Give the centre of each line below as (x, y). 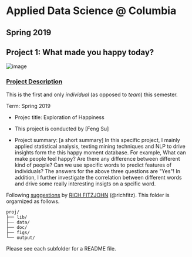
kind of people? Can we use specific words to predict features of (93, 165)
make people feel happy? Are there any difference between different (97, 158)
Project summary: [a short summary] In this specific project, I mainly (97, 140)
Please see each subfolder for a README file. (61, 248)
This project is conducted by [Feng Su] (62, 128)
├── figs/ (18, 232)
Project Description (34, 82)
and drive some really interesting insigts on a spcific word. (85, 184)
